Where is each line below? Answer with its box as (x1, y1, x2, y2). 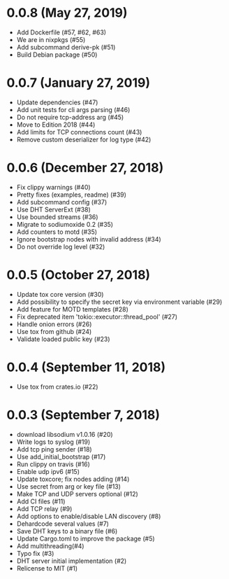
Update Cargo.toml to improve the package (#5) (16, 534, 155, 543)
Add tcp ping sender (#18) (16, 445, 92, 453)
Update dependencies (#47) (16, 98, 98, 106)
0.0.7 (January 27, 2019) (6, 75, 151, 91)
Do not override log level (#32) (16, 242, 105, 251)
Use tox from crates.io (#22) (16, 382, 98, 391)
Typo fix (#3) (16, 549, 54, 557)
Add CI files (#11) (16, 497, 66, 505)
